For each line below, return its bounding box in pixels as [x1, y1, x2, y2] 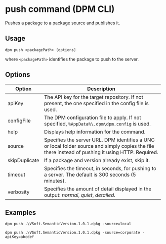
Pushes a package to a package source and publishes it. [5, 20, 120, 26]
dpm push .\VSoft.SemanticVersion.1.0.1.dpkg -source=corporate [5, 230, 140, 235]
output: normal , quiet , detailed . [44, 191, 116, 198]
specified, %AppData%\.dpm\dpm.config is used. [44, 120, 151, 127]
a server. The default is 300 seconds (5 [44, 171, 136, 178]
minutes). [44, 177, 66, 184]
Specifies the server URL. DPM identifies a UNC [44, 136, 155, 143]
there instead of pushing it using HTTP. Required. [44, 149, 159, 156]
